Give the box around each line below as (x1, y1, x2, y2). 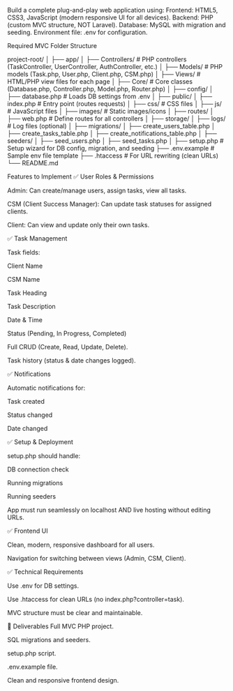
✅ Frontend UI (7, 526, 48, 535)
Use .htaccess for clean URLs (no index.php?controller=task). (7, 595, 185, 603)
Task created (7, 397, 45, 405)
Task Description (7, 303, 56, 310)
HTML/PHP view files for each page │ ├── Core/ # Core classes (7, 77, 193, 86)
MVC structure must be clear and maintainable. (7, 609, 143, 616)
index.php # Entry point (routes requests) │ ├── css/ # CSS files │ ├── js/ (7, 100, 222, 107)
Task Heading (7, 289, 47, 297)
